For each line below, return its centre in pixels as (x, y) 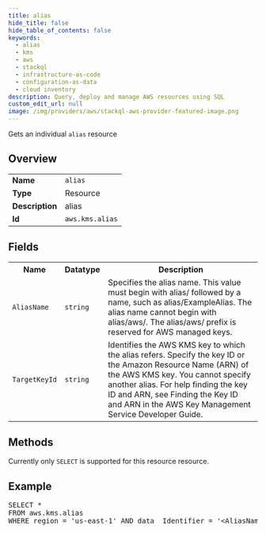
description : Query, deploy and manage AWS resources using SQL (116, 97)
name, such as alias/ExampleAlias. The (180, 302)
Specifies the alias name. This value (175, 282)
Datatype (82, 269)
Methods (31, 442)
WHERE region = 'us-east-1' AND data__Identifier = (111, 521)
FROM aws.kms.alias (46, 513)
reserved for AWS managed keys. (170, 332)
